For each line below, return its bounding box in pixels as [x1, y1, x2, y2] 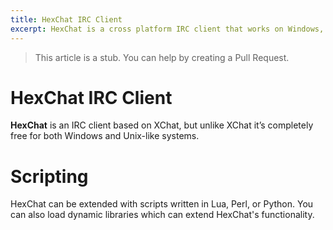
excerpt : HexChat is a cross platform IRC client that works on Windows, [10, 24, 325, 34]
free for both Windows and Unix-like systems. [10, 130, 200, 142]
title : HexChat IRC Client [10, 14, 123, 25]
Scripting [10, 165, 89, 188]
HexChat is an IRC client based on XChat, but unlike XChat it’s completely [10, 119, 314, 131]
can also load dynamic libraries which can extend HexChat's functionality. [10, 209, 315, 221]
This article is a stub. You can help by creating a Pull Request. [34, 51, 290, 63]
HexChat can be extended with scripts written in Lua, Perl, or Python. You [10, 198, 314, 210]
